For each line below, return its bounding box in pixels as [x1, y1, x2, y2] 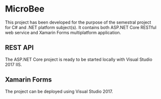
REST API [5, 43, 34, 52]
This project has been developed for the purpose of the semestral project [5, 19, 151, 25]
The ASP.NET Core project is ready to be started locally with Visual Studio [5, 57, 152, 62]
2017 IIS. [5, 61, 22, 67]
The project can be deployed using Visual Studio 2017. [5, 88, 113, 94]
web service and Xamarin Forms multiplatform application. [5, 29, 121, 35]
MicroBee [5, 3, 44, 14]
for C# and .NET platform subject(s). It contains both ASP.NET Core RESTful [5, 24, 157, 30]
